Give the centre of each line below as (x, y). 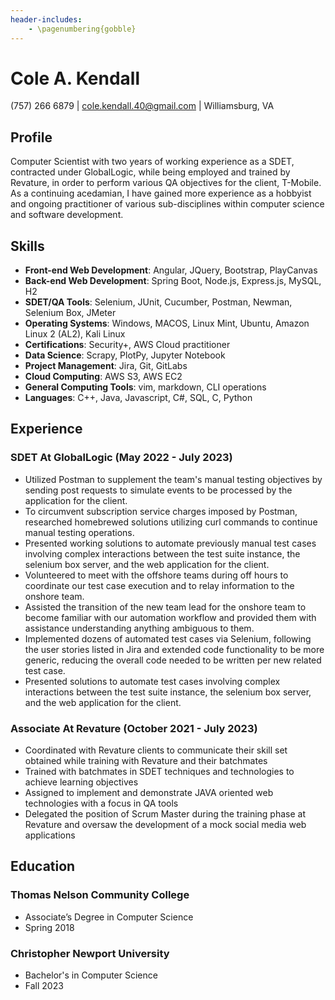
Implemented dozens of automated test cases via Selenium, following (168, 638)
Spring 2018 (49, 927)
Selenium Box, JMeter (70, 313)
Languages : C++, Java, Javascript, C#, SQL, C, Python (138, 398)
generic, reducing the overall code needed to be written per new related (173, 660)
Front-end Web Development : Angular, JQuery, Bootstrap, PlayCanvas (171, 270)
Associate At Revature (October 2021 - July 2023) (134, 728)
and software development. (67, 215)
